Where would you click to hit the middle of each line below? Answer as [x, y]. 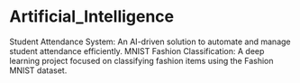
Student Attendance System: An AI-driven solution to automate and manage [150, 41]
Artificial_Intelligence [92, 17]
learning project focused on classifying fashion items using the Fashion [141, 60]
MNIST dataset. [38, 70]
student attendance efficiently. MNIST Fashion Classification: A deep [137, 51]
